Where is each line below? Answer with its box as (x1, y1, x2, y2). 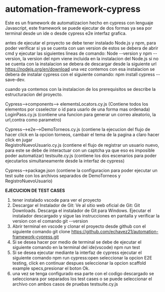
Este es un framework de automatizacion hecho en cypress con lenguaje (5, 20, 154, 26)
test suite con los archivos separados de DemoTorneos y (5, 172, 121, 178)
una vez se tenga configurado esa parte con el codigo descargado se (12, 270, 154, 276)
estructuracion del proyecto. (5, 91, 63, 97)
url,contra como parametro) (5, 117, 62, 123)
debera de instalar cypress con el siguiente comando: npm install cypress (5, 71, 155, 77)
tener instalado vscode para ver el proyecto (12, 197, 101, 203)
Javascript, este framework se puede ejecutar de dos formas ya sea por (5, 25, 152, 31)
